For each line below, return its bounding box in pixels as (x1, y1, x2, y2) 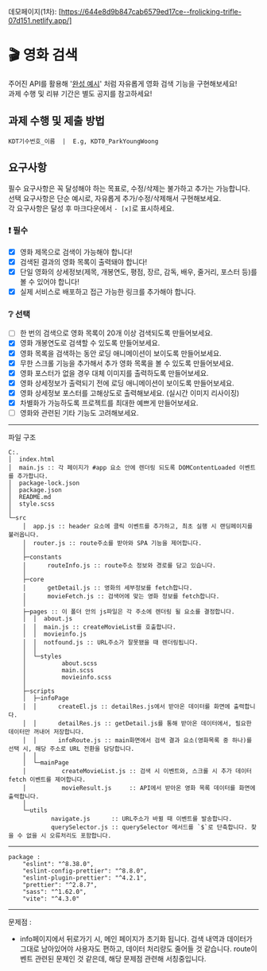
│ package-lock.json (8, 479, 80, 487)
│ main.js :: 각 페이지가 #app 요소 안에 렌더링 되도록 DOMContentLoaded (8, 463, 236, 471)
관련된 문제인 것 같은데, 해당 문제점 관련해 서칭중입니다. (34, 954, 207, 963)
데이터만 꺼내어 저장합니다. (8, 728, 85, 736)
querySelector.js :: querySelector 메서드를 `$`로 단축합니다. (50, 823, 248, 831)
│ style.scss (8, 500, 56, 508)
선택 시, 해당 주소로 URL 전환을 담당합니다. (8, 745, 135, 752)
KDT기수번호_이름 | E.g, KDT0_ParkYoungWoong (8, 137, 159, 145)
